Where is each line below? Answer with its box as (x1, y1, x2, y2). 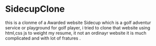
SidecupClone (5, 3, 65, 15)
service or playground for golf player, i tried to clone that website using (5, 24, 151, 30)
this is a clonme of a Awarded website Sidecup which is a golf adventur (5, 20, 152, 25)
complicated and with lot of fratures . (5, 35, 81, 41)
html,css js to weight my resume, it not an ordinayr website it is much (5, 30, 147, 36)
